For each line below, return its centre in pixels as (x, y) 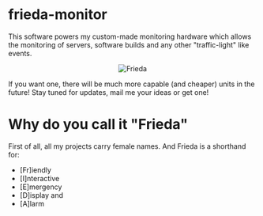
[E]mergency (41, 187)
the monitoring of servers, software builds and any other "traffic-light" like (129, 44)
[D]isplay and (41, 195)
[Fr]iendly (35, 170)
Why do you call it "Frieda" (98, 125)
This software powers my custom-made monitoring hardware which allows (130, 36)
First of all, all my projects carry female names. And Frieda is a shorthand (127, 146)
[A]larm (32, 203)
